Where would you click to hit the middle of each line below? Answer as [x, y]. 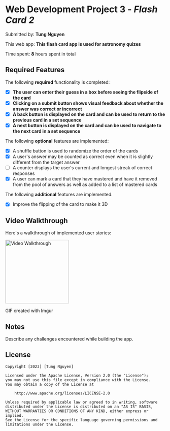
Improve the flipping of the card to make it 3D [60, 204]
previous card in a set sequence [47, 120]
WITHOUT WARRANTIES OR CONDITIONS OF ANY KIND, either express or [77, 411]
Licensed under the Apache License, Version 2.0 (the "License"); [77, 375]
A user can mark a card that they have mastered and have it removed [85, 179]
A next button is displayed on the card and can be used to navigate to [87, 125]
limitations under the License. [39, 424]
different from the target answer [46, 162]
